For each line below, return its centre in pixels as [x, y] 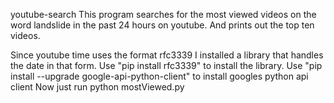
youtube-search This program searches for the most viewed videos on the [163, 14]
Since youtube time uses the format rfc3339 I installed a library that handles [167, 55]
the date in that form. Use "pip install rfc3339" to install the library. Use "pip [166, 65]
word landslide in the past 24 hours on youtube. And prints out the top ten [162, 25]
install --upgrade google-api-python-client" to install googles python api [159, 76]
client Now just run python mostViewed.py [97, 87]
